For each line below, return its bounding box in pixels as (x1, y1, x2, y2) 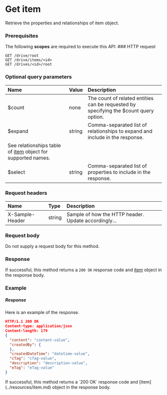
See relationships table (7, 142, 61, 149)
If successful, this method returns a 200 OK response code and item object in (5, 267, 162, 273)
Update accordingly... (66, 217, 117, 224)
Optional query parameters (5, 74, 72, 80)
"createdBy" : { (9, 342, 41, 347)
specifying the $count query (87, 107, 154, 114)
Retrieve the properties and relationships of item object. (5, 20, 119, 26)
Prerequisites (5, 32, 38, 39)
